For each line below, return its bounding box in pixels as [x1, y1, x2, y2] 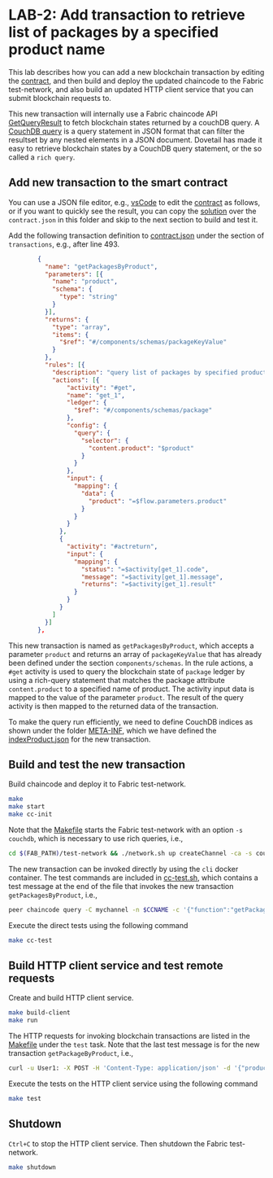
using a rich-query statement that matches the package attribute [8, 675, 225, 685]
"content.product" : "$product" [88, 444, 195, 453]
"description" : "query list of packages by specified [51, 368, 238, 376]
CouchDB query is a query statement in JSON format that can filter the [8, 126, 245, 136]
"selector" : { [80, 436, 129, 444]
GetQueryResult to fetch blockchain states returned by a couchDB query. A [8, 117, 260, 127]
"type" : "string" [59, 293, 118, 301]
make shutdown [8, 1163, 57, 1171]
